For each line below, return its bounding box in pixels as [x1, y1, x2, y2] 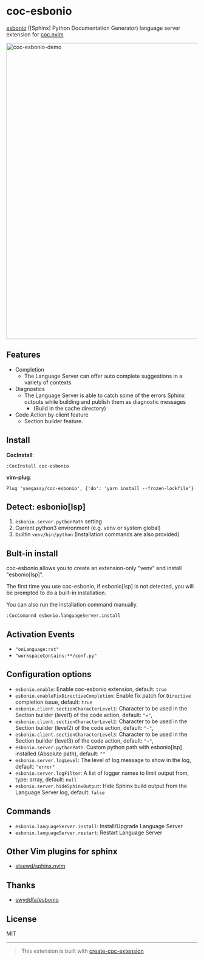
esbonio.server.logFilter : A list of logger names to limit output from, [15, 769, 189, 777]
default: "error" [15, 763, 55, 770]
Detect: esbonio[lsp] [6, 502, 86, 512]
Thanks [6, 880, 36, 890]
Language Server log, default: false [15, 788, 105, 796]
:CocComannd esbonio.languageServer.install [6, 613, 121, 619]
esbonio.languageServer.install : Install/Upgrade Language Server [15, 822, 183, 829]
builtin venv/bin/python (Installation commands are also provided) [15, 531, 180, 538]
